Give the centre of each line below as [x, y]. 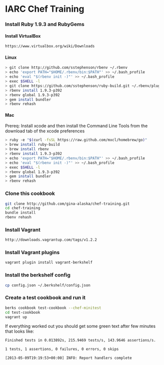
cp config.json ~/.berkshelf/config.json [48, 285]
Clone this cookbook [30, 193]
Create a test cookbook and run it [45, 298]
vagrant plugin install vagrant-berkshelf [49, 262]
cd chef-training [23, 208]
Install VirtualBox [23, 36]
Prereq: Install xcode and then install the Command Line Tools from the [76, 126]
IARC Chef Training [45, 9]
